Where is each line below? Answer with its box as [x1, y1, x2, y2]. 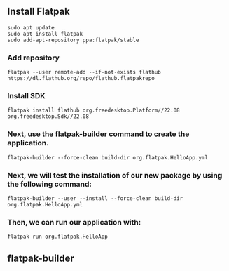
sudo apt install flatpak [7, 30, 83, 37]
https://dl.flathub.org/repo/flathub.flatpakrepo [7, 75, 155, 82]
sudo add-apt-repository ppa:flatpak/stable [7, 37, 139, 44]
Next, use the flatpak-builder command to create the [7, 129, 190, 139]
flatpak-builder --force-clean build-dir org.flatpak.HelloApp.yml [7, 154, 209, 161]
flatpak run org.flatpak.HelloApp [7, 233, 109, 241]
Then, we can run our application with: [7, 217, 141, 227]
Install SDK [7, 91, 46, 101]
